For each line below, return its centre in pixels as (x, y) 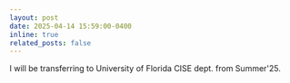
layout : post (34, 18)
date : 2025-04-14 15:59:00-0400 (70, 26)
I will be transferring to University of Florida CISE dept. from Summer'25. (145, 69)
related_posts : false (50, 43)
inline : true (34, 34)
